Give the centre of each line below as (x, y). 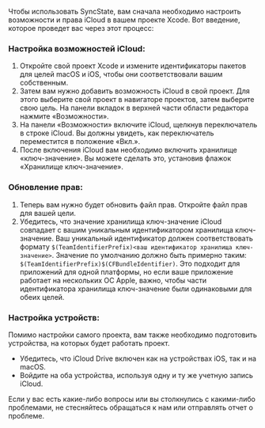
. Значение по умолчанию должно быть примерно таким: (149, 255)
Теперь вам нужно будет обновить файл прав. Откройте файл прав (133, 204)
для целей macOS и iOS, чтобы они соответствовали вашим (121, 74)
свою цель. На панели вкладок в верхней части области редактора (134, 108)
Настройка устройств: (54, 317)
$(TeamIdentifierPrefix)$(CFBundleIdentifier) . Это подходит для (130, 263)
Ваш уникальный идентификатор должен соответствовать (154, 238)
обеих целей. (42, 297)
